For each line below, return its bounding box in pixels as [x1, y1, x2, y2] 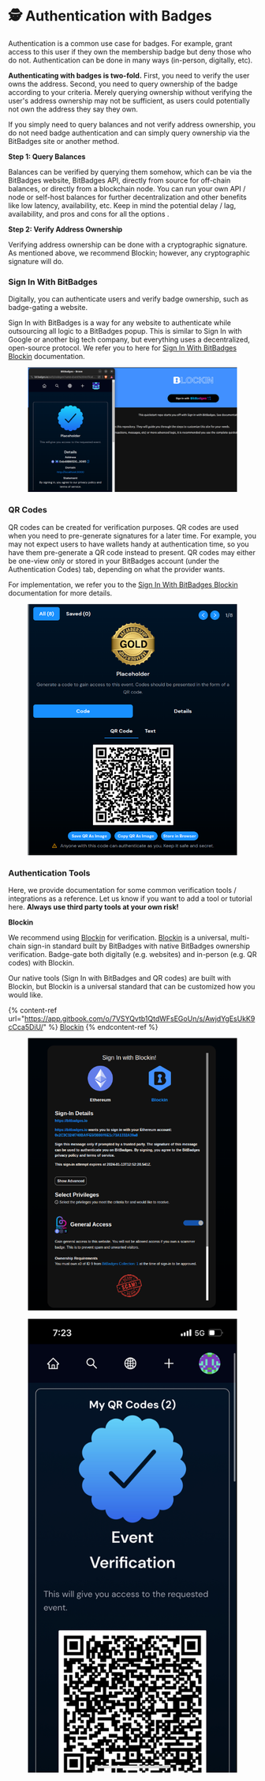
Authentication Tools [8, 868, 91, 879]
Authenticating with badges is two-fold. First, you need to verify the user [8, 70, 250, 80]
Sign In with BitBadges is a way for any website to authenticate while [8, 318, 231, 327]
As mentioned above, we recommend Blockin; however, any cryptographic [8, 248, 251, 258]
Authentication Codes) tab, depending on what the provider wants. [8, 564, 226, 574]
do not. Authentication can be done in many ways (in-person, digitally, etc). [8, 55, 253, 65]
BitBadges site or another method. [8, 136, 120, 146]
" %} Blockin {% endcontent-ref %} [43, 1023, 159, 1032]
